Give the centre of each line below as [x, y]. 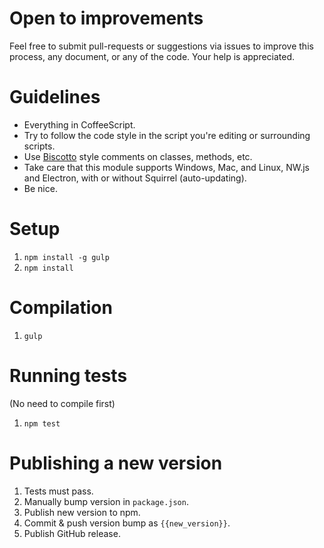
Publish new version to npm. [82, 512]
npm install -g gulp [66, 257]
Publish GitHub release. [72, 533]
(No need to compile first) [62, 403]
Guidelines [55, 97]
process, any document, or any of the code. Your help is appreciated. [152, 56]
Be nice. [40, 188]
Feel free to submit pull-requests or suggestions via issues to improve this [161, 46]
